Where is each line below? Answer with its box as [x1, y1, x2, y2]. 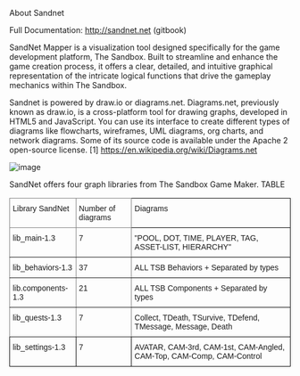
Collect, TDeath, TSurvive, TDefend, [134, 313, 261, 323]
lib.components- [12, 283, 69, 293]
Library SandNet [12, 204, 70, 213]
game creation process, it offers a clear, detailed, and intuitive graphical [9, 61, 273, 71]
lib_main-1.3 [12, 233, 56, 243]
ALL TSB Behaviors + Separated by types [134, 263, 279, 273]
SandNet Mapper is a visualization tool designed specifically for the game [9, 42, 280, 53]
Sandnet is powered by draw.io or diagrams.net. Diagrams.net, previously [9, 97, 279, 108]
